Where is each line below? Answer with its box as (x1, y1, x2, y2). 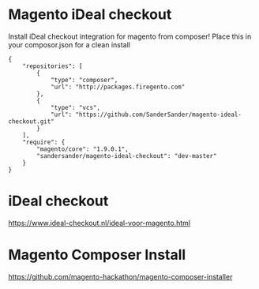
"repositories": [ (22, 62, 83, 70)
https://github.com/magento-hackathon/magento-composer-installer (8, 272, 233, 281)
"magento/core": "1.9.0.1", (36, 144, 129, 153)
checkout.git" (8, 117, 55, 126)
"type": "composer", (50, 76, 118, 84)
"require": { (22, 138, 66, 146)
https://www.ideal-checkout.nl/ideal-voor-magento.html (8, 218, 191, 227)
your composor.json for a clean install (8, 39, 130, 49)
